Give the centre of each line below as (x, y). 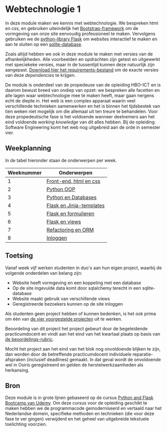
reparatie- (143, 354)
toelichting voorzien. (26, 424)
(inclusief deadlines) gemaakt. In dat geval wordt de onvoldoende (94, 359)
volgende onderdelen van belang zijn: (44, 273)
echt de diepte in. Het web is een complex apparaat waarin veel (70, 100)
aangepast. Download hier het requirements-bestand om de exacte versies (82, 70)
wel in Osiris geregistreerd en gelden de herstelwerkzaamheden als (74, 365)
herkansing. (17, 370)
